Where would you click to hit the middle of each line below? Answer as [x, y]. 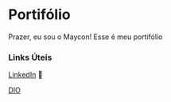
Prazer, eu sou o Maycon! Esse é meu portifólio [85, 37]
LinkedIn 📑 [25, 75]
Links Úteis [30, 57]
